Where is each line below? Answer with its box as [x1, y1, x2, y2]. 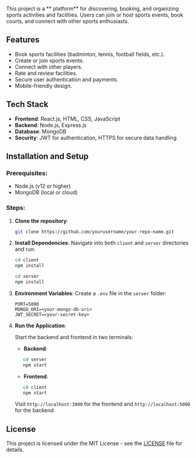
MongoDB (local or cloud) [14, 189, 78, 196]
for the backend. [14, 407, 56, 414]
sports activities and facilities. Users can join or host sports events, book [6, 11, 184, 18]
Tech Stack [6, 99, 49, 109]
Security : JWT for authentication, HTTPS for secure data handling [14, 134, 176, 141]
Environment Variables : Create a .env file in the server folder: [14, 289, 167, 296]
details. [6, 446, 24, 453]
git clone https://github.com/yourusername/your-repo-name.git [14, 229, 175, 235]
